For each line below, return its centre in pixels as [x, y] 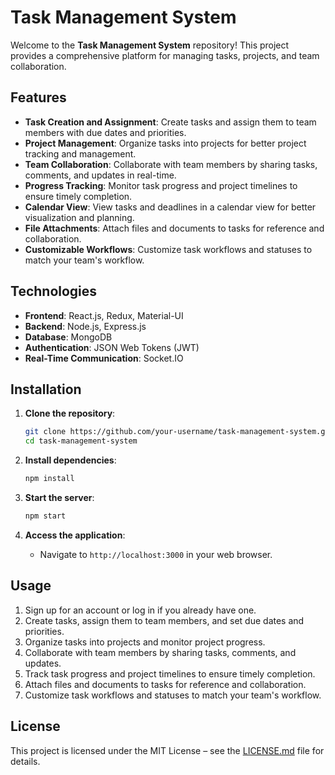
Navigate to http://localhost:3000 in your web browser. [156, 554]
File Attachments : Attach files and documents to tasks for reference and [174, 228]
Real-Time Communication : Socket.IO [104, 358]
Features [38, 97]
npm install [49, 479]
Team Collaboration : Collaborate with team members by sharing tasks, [171, 164]
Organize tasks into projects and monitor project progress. [145, 642]
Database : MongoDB [68, 337]
